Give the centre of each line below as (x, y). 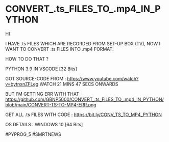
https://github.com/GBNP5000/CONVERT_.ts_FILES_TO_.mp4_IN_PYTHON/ (85, 99)
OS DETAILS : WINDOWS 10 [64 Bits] (44, 124)
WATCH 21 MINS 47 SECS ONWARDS (79, 84)
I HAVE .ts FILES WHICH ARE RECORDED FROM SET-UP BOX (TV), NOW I (83, 43)
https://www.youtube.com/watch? (103, 78)
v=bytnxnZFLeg (22, 84)
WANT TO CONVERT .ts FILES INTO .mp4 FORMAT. (59, 49)
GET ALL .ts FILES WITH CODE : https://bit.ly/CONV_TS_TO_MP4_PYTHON (84, 115)
